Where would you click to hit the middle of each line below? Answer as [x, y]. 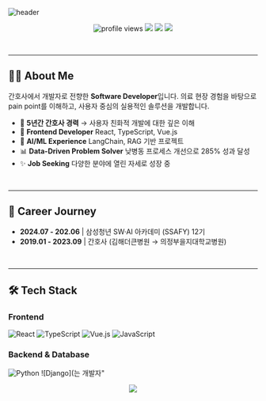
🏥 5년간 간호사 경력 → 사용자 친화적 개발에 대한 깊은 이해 [107, 123]
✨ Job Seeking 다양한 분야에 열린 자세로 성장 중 [95, 163]
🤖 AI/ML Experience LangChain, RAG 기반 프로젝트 [102, 141]
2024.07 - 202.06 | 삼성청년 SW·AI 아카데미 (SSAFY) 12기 [112, 231]
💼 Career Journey [52, 212]
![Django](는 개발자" [73, 373]
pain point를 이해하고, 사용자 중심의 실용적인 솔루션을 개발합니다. [109, 106]
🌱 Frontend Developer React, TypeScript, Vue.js [99, 131]
